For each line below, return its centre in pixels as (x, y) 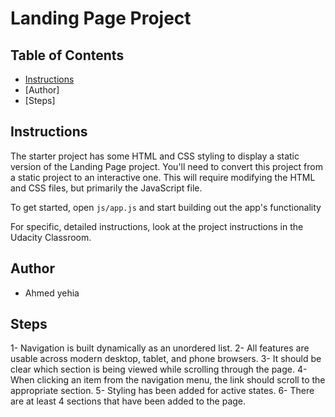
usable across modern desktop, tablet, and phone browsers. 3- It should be (166, 359)
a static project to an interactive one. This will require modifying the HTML (163, 177)
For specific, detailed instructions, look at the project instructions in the (157, 226)
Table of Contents (67, 55)
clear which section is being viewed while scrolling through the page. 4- (159, 369)
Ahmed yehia (52, 293)
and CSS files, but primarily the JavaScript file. (106, 188)
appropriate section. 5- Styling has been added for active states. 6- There (162, 391)
